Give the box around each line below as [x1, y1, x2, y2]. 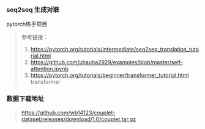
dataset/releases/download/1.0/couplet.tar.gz [21, 115, 136, 123]
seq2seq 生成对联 [6, 5, 60, 13]
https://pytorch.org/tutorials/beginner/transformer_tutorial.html [30, 72, 189, 79]
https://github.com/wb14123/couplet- [21, 109, 116, 116]
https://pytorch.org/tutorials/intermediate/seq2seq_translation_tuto [30, 46, 199, 53]
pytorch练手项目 [6, 20, 48, 28]
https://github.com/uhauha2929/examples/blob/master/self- [30, 59, 184, 66]
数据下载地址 [6, 95, 45, 103]
